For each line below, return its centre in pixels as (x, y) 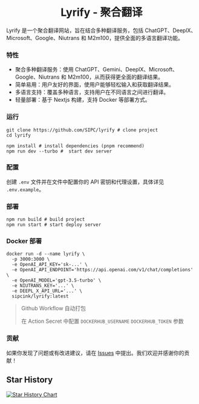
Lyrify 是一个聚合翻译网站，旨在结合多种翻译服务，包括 (75, 30)
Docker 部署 (24, 241)
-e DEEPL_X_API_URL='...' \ (47, 291)
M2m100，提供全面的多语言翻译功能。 (135, 38)
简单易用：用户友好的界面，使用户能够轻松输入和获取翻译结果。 (94, 85)
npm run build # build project (46, 220)
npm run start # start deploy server (54, 225)
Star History (30, 380)
